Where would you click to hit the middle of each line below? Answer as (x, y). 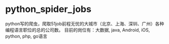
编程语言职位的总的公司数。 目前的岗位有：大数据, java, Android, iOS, (78, 30)
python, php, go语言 (26, 36)
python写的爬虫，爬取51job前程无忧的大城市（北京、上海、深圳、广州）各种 (85, 23)
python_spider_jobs (48, 9)
